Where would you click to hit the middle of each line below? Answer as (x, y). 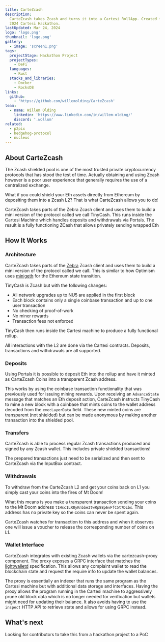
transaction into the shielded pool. (40, 420)
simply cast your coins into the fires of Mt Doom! (55, 492)
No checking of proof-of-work (43, 310)
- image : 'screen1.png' (34, 46)
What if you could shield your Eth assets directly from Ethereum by (73, 194)
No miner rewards (30, 316)
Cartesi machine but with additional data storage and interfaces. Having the (82, 586)
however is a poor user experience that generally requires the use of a (76, 180)
